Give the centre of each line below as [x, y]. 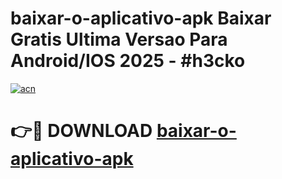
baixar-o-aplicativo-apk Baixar [141, 18]
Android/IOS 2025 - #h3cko [128, 61]
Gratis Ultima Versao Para [119, 39]
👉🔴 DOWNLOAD [81, 131]
